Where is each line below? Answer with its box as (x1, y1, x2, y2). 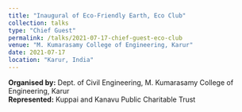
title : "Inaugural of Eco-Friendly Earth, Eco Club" (8, 11, 186, 20)
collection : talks (8, 19, 69, 27)
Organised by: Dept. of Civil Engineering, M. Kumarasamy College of (8, 77, 234, 87)
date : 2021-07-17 (8, 48, 66, 56)
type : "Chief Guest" (8, 26, 77, 34)
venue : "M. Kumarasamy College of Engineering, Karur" (8, 41, 194, 49)
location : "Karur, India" (8, 56, 94, 64)
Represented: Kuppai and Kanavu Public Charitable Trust (8, 95, 196, 104)
